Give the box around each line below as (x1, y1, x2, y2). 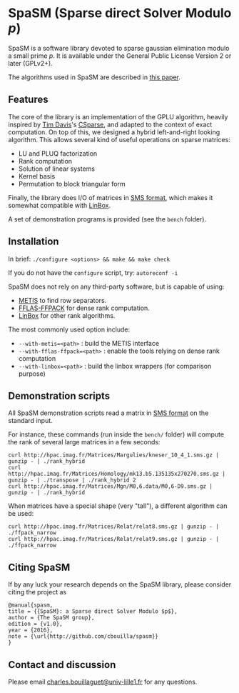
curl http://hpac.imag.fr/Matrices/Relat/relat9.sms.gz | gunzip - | (8, 536, 220, 543)
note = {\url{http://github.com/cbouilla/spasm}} (8, 633, 159, 640)
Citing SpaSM (8, 561, 71, 573)
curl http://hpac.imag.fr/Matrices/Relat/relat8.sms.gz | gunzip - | (8, 523, 220, 530)
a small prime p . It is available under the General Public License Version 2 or (8, 51, 232, 60)
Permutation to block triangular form (18, 179, 126, 188)
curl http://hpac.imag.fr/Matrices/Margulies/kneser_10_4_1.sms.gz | (8, 452, 220, 459)
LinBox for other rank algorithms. (18, 311, 116, 319)
